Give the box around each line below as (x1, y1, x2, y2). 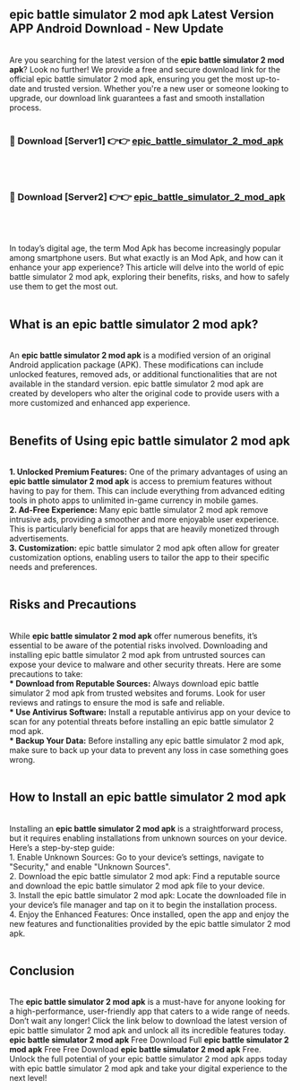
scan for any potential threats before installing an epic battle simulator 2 (9, 716, 275, 727)
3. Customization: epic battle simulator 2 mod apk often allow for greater (9, 542, 280, 554)
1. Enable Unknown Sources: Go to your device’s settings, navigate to (9, 852, 264, 862)
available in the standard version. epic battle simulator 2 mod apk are (9, 378, 264, 389)
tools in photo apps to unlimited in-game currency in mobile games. (9, 495, 259, 506)
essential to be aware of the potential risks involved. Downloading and (9, 640, 269, 651)
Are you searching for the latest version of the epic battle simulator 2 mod (9, 54, 285, 65)
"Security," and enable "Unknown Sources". (9, 861, 171, 872)
